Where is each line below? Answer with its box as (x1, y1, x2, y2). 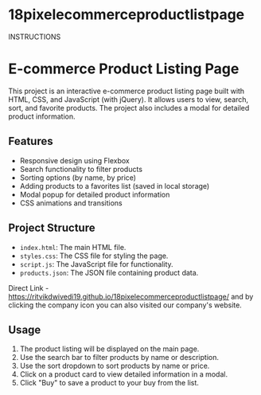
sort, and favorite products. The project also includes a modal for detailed (8, 103, 250, 112)
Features (8, 135, 53, 148)
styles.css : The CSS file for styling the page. (19, 251, 169, 260)
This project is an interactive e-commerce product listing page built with (8, 86, 245, 96)
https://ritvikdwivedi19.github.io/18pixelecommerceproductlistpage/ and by (8, 291, 254, 301)
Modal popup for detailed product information (19, 190, 170, 199)
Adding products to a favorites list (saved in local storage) (19, 181, 210, 190)
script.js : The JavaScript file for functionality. (19, 259, 173, 268)
